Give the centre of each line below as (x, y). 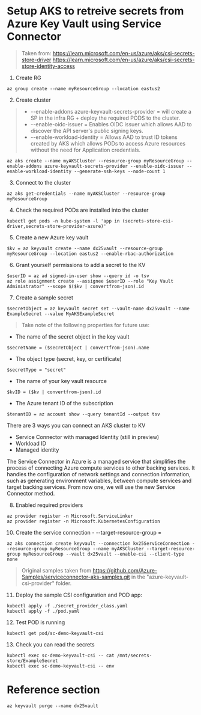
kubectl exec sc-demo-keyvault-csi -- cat (61, 655)
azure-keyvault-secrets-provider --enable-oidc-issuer (115, 166)
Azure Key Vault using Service (84, 24)
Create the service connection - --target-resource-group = (88, 532)
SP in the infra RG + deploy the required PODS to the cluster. (105, 118)
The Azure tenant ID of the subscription (64, 403)
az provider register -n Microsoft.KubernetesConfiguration (84, 521)
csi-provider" (38, 583)
